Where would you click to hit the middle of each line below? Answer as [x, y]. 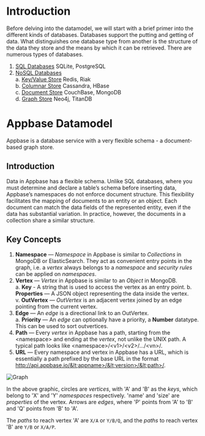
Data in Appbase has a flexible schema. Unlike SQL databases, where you [99, 181]
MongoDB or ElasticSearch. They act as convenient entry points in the [104, 261]
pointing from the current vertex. [56, 306]
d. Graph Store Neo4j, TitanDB [54, 99]
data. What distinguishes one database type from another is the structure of [102, 41]
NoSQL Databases [39, 72]
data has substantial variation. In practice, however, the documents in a [96, 213]
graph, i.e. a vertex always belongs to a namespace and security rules [104, 267]
